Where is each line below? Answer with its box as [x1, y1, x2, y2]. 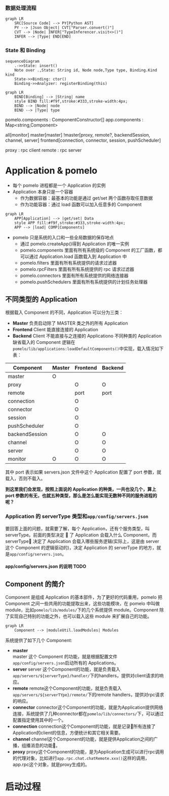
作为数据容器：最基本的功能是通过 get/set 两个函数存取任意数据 [20, 195, 153, 201]
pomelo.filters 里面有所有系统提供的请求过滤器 [20, 260, 117, 266]
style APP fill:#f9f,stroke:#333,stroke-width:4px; [14, 220, 125, 226]
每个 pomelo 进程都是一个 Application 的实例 [12, 182, 106, 188]
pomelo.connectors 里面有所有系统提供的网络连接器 [20, 272, 129, 278]
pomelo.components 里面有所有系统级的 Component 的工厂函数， [20, 247, 158, 253]
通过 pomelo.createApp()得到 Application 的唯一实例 [20, 240, 130, 247]
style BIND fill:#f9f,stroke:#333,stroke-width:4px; [14, 99, 128, 104]
